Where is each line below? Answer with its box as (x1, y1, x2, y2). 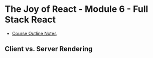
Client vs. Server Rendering (5, 45, 93, 53)
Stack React (5, 14, 56, 25)
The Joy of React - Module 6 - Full (5, 3, 148, 15)
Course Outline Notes (12, 30, 57, 36)
